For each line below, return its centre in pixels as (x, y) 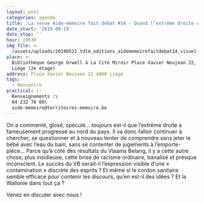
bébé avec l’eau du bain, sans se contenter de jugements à (80, 144)
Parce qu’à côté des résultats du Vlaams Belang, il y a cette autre (107, 151)
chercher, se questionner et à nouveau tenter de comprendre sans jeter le (99, 138)
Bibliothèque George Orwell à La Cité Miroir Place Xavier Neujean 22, (104, 62)
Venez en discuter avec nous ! (44, 195)
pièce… (16, 151)
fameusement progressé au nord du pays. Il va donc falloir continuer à (94, 131)
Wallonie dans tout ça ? (36, 183)
